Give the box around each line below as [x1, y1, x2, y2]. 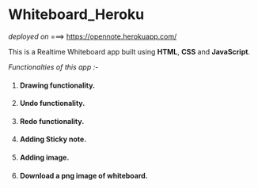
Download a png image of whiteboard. [19, 171, 148, 180]
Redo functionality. [19, 116, 85, 126]
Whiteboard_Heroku [8, 6, 145, 24]
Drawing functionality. [19, 81, 96, 90]
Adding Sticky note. [19, 134, 87, 144]
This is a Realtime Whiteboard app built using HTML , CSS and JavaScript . [8, 47, 251, 56]
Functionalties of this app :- [8, 62, 99, 72]
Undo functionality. [19, 99, 85, 108]
